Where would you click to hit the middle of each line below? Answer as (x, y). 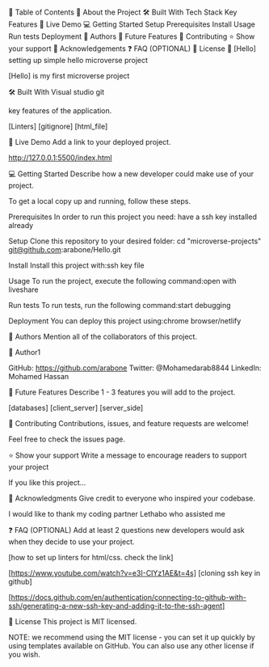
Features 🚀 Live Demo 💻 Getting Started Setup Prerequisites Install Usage (132, 24)
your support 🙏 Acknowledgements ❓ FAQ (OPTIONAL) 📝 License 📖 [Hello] (132, 49)
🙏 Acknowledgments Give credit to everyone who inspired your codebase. (132, 498)
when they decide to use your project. (71, 542)
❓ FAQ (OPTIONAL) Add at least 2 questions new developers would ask (126, 530)
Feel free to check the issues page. (67, 439)
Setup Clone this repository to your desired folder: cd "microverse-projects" (135, 241)
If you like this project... (47, 483)
